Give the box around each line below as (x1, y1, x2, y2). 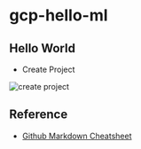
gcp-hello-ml (9, 5, 108, 26)
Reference (9, 107, 68, 122)
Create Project (21, 64, 75, 74)
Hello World (9, 41, 75, 56)
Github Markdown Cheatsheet (21, 130, 132, 141)
